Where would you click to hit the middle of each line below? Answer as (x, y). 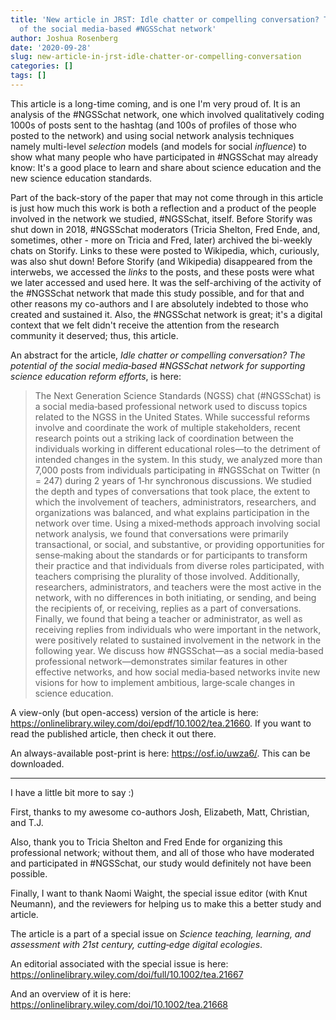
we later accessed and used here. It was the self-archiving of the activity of (166, 282)
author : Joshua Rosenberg (64, 38)
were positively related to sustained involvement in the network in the (178, 640)
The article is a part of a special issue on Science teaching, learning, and (161, 933)
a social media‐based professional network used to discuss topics (171, 406)
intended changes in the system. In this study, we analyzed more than (178, 459)
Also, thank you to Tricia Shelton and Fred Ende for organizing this (146, 842)
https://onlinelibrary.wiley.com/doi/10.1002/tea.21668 (119, 1004)
